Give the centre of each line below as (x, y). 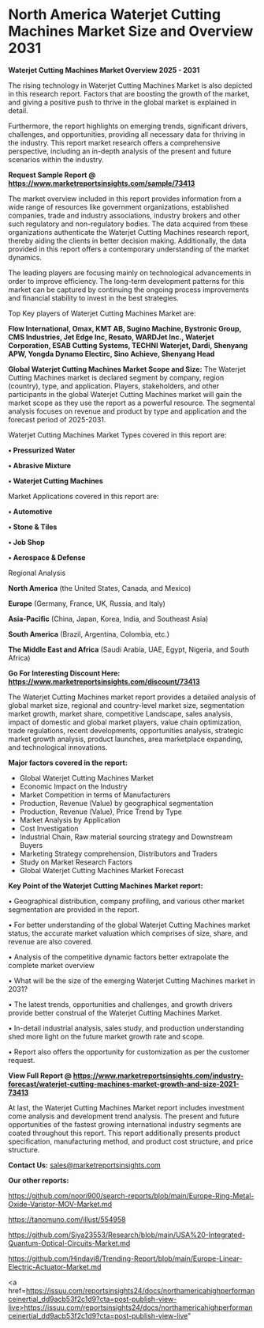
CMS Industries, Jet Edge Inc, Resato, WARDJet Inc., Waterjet (111, 337)
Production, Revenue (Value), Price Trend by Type (101, 812)
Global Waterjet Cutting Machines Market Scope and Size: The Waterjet (127, 369)
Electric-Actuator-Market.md (55, 1266)
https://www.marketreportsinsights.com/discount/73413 (104, 681)
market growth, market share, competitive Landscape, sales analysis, (121, 713)
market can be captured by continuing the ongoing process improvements (129, 289)
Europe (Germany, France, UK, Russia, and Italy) (87, 603)
